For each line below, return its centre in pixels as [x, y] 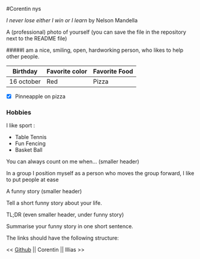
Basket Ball [29, 150]
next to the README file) [37, 38]
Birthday [25, 71]
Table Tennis [31, 137]
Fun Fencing [30, 143]
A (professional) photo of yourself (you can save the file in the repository [96, 32]
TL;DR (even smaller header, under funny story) [65, 215]
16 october [25, 82]
